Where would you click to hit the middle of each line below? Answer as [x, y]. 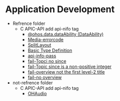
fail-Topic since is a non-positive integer [70, 66]
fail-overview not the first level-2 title [66, 72]
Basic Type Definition [50, 50]
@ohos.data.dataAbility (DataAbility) [66, 34]
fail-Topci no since [47, 61]
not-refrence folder [33, 83]
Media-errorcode [46, 40]
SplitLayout [39, 45]
